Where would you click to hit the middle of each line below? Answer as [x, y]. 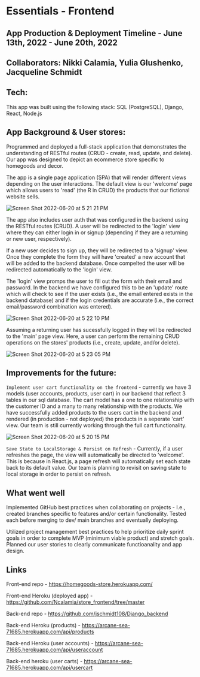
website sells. [23, 197]
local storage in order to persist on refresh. [59, 474]
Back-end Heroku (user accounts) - [50, 643]
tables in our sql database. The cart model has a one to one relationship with [100, 400]
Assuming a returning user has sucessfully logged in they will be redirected [99, 330]
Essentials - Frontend [60, 11]
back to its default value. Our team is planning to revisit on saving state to [96, 468]
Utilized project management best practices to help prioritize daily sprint [95, 532]
